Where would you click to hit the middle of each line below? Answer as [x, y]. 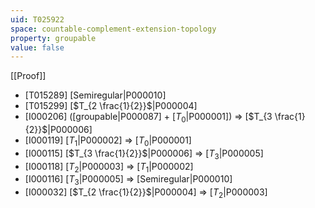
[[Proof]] [28, 76]
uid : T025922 [37, 19]
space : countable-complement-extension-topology [113, 29]
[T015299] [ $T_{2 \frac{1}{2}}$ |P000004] [111, 106]
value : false [37, 47]
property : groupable [53, 38]
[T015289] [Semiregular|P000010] [95, 95]
